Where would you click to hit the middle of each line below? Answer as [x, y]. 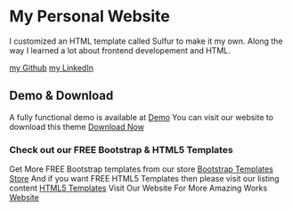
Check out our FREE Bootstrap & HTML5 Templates [121, 150]
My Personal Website [90, 16]
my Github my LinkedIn [51, 68]
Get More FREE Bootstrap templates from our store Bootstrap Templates [142, 169]
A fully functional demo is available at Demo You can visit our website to [142, 117]
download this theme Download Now [77, 126]
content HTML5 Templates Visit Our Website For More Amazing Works [138, 188]
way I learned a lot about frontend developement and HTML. [120, 50]
